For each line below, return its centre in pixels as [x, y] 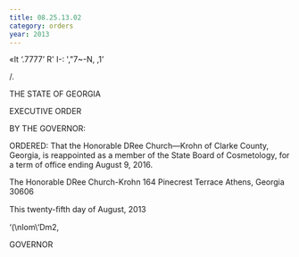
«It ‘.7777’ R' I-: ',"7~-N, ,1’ [57, 60]
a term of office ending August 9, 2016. [81, 165]
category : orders [42, 26]
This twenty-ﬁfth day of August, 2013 [78, 210]
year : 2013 [29, 34]
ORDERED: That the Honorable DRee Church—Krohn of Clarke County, [139, 146]
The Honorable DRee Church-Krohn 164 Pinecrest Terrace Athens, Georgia [147, 182]
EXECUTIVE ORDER [46, 112]
